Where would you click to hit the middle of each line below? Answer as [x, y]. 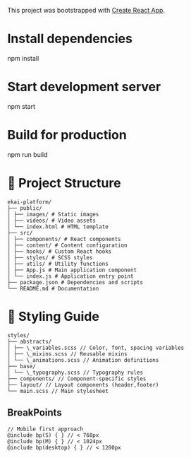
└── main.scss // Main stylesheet [58, 391]
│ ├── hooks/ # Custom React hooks [60, 251]
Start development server [84, 87]
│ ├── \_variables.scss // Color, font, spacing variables [96, 348]
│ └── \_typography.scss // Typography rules [75, 372]
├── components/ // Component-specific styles [77, 378]
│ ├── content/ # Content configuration [68, 245]
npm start [21, 106]
